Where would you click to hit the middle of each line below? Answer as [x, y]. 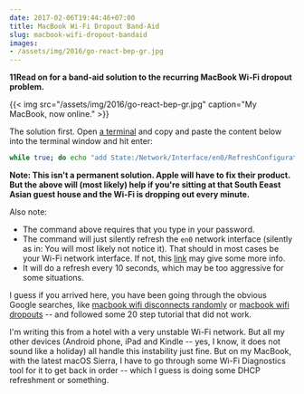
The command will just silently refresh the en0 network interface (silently [157, 239]
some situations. [53, 278]
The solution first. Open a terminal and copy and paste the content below [146, 131]
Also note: [28, 212]
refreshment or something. [59, 380]
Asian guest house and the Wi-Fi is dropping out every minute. [130, 194]
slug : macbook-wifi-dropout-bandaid [78, 34]
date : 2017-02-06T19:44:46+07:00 [72, 18]
